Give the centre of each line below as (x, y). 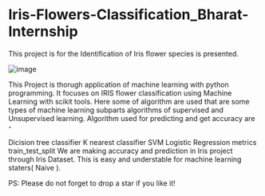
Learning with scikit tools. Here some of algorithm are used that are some (129, 101)
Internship (43, 31)
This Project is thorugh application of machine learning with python (119, 84)
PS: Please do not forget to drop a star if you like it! (92, 183)
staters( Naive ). (35, 167)
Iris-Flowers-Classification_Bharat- (129, 15)
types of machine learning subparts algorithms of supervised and (116, 110)
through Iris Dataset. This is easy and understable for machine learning (125, 159)
